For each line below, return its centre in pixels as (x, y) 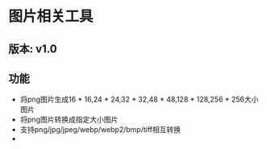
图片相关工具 (51, 17)
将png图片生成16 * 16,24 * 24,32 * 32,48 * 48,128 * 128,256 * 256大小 (139, 99)
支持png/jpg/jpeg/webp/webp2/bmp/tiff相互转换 (100, 130)
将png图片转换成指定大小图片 (69, 120)
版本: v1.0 (33, 49)
